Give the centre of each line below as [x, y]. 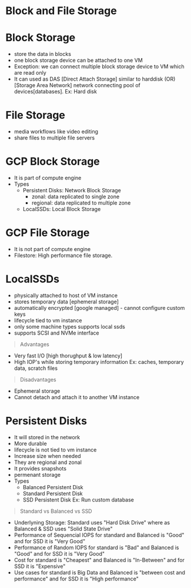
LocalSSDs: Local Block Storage [62, 209]
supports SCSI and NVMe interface [56, 333]
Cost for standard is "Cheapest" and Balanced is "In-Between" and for [99, 560]
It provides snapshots [40, 468]
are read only [30, 73]
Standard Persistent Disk [53, 493]
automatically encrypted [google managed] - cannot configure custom [99, 308]
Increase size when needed [47, 456]
